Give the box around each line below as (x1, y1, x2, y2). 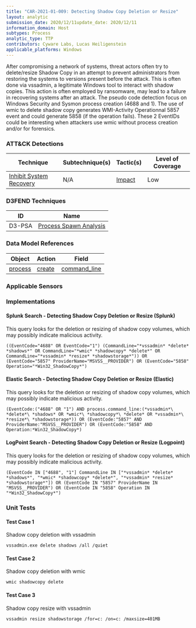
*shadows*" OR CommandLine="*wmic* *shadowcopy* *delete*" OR (6, 348, 160, 354)
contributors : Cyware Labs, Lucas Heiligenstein (6, 42, 127, 47)
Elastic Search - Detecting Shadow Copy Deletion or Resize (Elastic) (6, 376, 174, 383)
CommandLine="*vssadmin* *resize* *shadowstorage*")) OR (6, 353, 148, 359)
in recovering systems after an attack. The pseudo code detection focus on (6, 94, 187, 101)
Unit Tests (6, 504, 36, 512)
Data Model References (6, 240, 74, 248)
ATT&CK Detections (6, 139, 64, 148)
